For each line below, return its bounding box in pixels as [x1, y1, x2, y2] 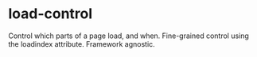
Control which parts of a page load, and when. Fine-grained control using [8, 31, 249, 40]
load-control [8, 5, 93, 23]
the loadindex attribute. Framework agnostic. [8, 39, 155, 48]
